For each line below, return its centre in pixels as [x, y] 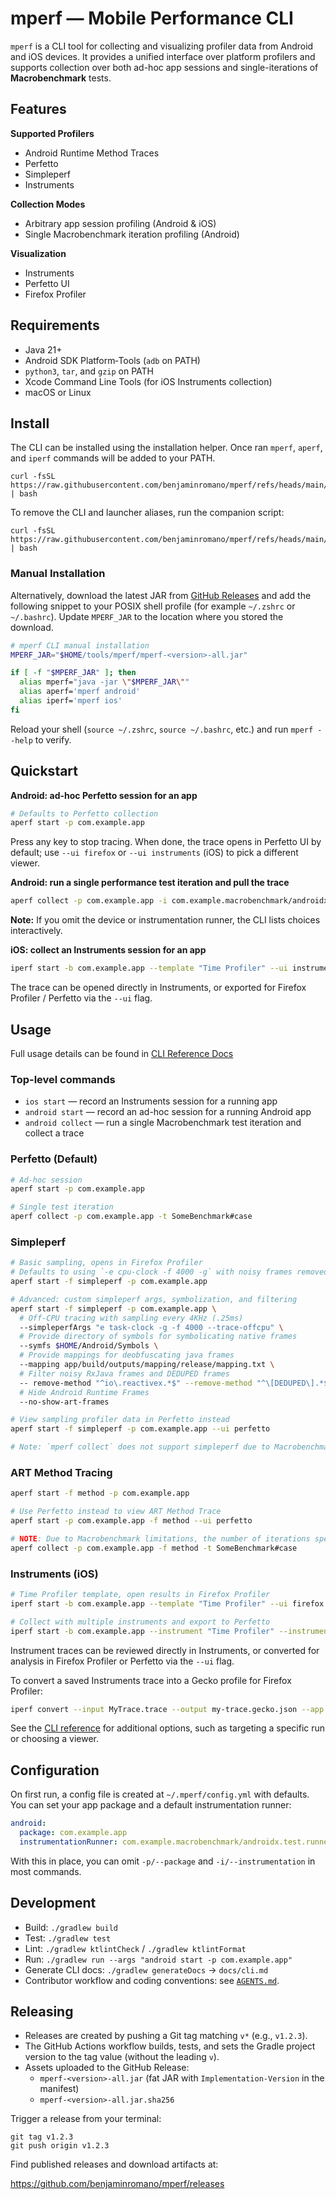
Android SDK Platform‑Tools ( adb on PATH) [112, 360]
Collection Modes [48, 204]
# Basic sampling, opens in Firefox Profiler [106, 1263]
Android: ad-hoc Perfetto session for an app [104, 795]
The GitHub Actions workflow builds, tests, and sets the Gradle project [170, 2046]
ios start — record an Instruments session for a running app [151, 1101]
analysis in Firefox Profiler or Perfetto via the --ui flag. [122, 1661]
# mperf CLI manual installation [80, 645]
